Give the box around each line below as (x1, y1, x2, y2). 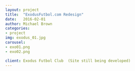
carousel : (5, 40, 26, 45)
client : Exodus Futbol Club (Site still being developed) (5, 58, 131, 63)
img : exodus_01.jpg (5, 35, 46, 40)
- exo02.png (5, 49, 30, 54)
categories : (5, 26, 30, 31)
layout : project (5, 7, 39, 12)
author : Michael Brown (5, 21, 52, 26)
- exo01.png (5, 44, 30, 49)
